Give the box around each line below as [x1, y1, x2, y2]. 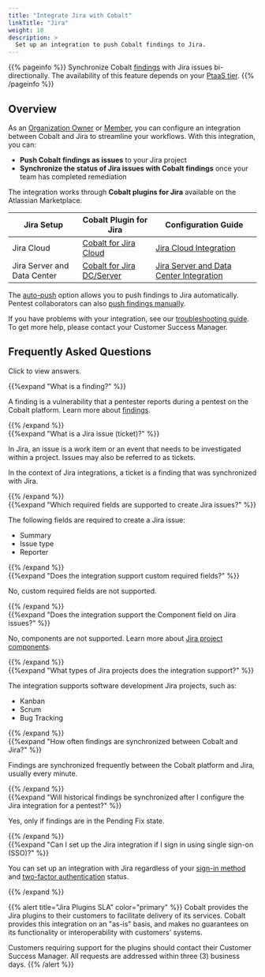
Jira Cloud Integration [155, 242, 236, 253]
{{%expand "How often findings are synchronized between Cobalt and [8, 736, 238, 746]
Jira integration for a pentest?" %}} [8, 800, 122, 810]
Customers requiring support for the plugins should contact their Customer [8, 942, 252, 952]
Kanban [19, 696, 46, 706]
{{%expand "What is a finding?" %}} [8, 381, 126, 391]
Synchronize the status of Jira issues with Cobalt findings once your [19, 163, 248, 173]
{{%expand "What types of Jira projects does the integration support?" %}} [8, 665, 255, 675]
